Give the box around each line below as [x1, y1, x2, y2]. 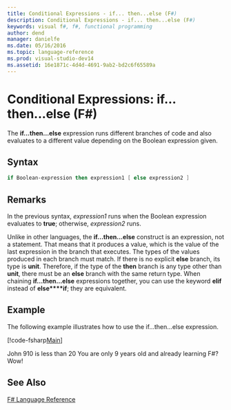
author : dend [7, 29, 45, 37]
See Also [7, 377, 46, 389]
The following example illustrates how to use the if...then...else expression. [7, 322, 219, 330]
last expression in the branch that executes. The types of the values [7, 248, 200, 256]
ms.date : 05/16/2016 [7, 42, 67, 49]
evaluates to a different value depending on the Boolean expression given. [7, 136, 219, 145]
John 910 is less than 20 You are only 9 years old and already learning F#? [7, 349, 219, 357]
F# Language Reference [7, 395, 76, 403]
